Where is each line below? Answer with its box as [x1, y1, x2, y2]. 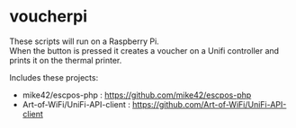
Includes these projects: [9, 72, 99, 82]
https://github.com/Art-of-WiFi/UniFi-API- [131, 98, 287, 109]
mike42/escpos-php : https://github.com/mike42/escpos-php [22, 90, 252, 100]
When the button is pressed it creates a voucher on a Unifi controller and [9, 45, 280, 55]
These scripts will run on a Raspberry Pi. [9, 36, 159, 47]
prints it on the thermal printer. [9, 55, 122, 65]
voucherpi [9, 6, 88, 27]
